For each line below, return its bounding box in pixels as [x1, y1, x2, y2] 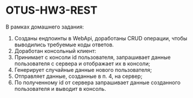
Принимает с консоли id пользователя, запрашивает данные [14, 53, 171, 61]
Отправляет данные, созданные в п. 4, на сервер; [14, 72, 143, 80]
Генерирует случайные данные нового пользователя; [14, 66, 152, 73]
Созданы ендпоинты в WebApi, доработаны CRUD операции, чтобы [14, 34, 188, 42]
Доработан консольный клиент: [14, 47, 96, 54]
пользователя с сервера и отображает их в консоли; [14, 60, 150, 67]
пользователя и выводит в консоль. [14, 85, 106, 92]
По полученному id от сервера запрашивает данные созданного [14, 78, 181, 86]
